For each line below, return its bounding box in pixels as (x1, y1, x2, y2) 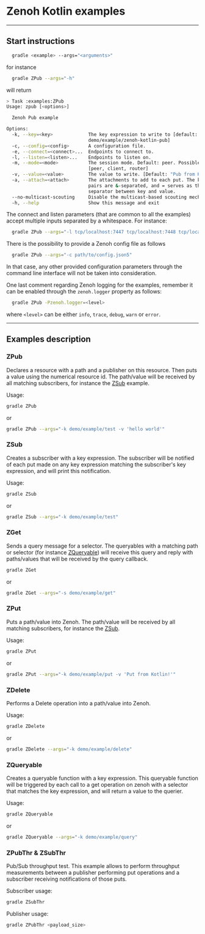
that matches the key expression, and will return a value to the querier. (6, 787, 183, 795)
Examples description (6, 334, 92, 345)
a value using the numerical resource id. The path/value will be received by (6, 373, 195, 380)
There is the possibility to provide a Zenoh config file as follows (6, 240, 166, 248)
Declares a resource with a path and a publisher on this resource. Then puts (6, 366, 197, 373)
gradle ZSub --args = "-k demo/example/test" (6, 513, 119, 520)
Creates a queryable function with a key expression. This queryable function (6, 774, 198, 782)
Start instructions (6, 36, 75, 46)
